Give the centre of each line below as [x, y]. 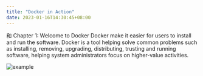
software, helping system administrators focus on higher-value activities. [98, 55]
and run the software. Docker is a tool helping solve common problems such [102, 42]
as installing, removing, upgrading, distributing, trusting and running [91, 48]
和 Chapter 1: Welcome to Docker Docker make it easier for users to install [99, 35]
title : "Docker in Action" [40, 12]
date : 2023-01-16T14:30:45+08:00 [49, 17]
